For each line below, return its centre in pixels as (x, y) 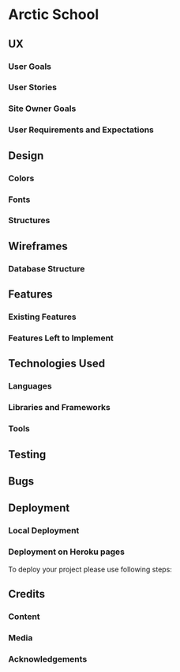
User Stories (33, 87)
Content (24, 617)
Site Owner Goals (42, 108)
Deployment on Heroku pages (66, 552)
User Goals (30, 66)
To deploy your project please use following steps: (90, 569)
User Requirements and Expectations (81, 130)
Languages (30, 386)
